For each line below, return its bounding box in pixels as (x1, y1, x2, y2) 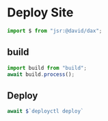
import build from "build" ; (7, 64, 87, 71)
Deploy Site (7, 5, 74, 21)
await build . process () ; (7, 70, 75, 78)
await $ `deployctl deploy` (7, 108, 84, 115)
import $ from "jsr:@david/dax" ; (7, 27, 103, 34)
